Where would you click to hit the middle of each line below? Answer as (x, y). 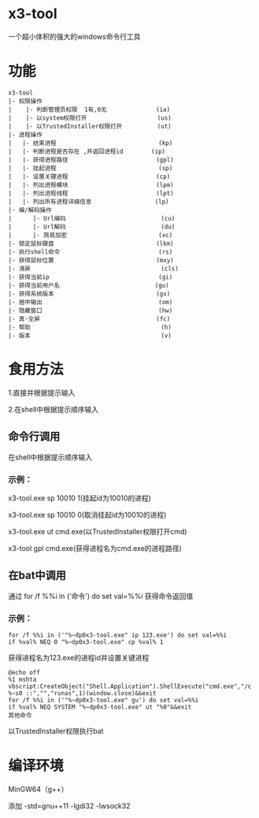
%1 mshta (22, 680)
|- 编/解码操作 (30, 210)
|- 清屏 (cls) (93, 269)
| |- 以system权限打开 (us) (90, 118)
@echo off (24, 673)
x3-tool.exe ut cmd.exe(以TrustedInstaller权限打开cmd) (98, 531)
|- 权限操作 (26, 101)
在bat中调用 (37, 576)
